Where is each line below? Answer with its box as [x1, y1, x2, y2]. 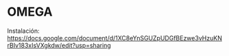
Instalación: [7, 27, 40, 35]
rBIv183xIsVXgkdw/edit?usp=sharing [7, 41, 111, 49]
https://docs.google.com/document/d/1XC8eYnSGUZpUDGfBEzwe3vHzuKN [7, 33, 223, 42]
